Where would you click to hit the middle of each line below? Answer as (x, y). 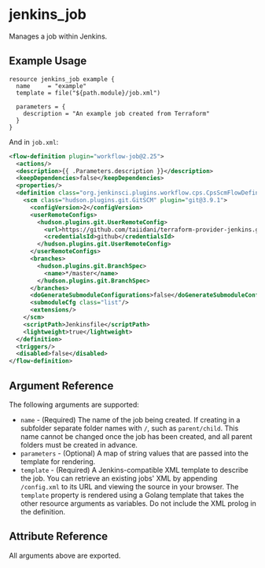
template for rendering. (58, 461)
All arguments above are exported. (65, 555)
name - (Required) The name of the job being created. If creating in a (130, 419)
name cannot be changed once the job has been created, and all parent (136, 436)
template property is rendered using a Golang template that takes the (132, 495)
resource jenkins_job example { (62, 79)
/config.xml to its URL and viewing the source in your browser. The (129, 486)
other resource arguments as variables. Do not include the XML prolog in (138, 503)
